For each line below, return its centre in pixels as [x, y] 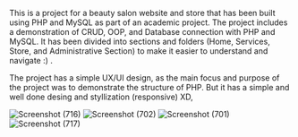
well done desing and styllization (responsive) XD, [102, 97]
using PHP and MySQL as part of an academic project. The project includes [149, 22]
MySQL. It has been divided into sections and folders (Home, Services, [140, 41]
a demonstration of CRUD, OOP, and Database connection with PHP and [142, 32]
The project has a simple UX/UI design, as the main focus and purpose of [145, 78]
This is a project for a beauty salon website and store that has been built [142, 13]
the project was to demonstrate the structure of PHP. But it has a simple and [149, 87]
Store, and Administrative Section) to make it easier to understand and [139, 51]
